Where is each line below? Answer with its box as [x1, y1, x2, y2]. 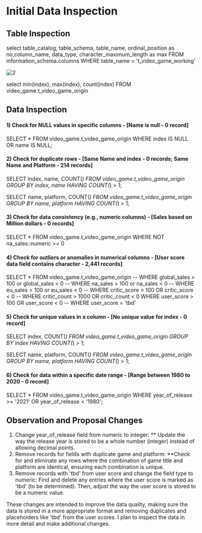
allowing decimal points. [14, 444, 75, 451]
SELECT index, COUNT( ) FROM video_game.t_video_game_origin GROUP [6, 333, 188, 340]
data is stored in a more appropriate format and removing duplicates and [6, 507, 187, 515]
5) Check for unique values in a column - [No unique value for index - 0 [6, 313, 188, 320]
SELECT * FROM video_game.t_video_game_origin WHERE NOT [6, 234, 165, 240]
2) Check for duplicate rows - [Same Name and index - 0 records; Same [6, 155, 189, 163]
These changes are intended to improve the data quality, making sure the [6, 501, 188, 508]
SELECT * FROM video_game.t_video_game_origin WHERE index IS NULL [6, 135, 189, 142]
